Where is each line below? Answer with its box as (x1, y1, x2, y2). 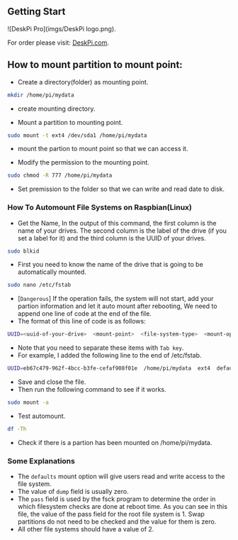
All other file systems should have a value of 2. (17, 525, 154, 534)
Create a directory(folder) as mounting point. (17, 77, 149, 86)
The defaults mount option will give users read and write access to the (17, 472, 225, 481)
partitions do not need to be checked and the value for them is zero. (17, 517, 217, 526)
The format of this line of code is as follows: (17, 317, 147, 326)
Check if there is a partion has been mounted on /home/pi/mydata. (17, 438, 212, 446)
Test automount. (17, 412, 66, 420)
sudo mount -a (7, 399, 50, 407)
